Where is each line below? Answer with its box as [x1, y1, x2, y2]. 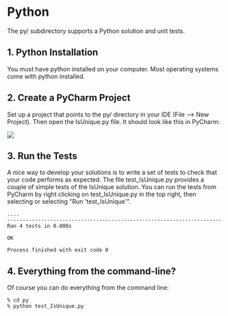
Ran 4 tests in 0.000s [7, 223, 72, 230]
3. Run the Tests [7, 150, 77, 162]
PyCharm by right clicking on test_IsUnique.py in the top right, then [7, 190, 197, 199]
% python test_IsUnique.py [7, 303, 84, 310]
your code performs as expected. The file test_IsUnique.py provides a [7, 175, 204, 184]
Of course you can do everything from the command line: [7, 284, 169, 292]
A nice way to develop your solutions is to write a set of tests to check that [7, 169, 218, 177]
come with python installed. [7, 72, 86, 80]
